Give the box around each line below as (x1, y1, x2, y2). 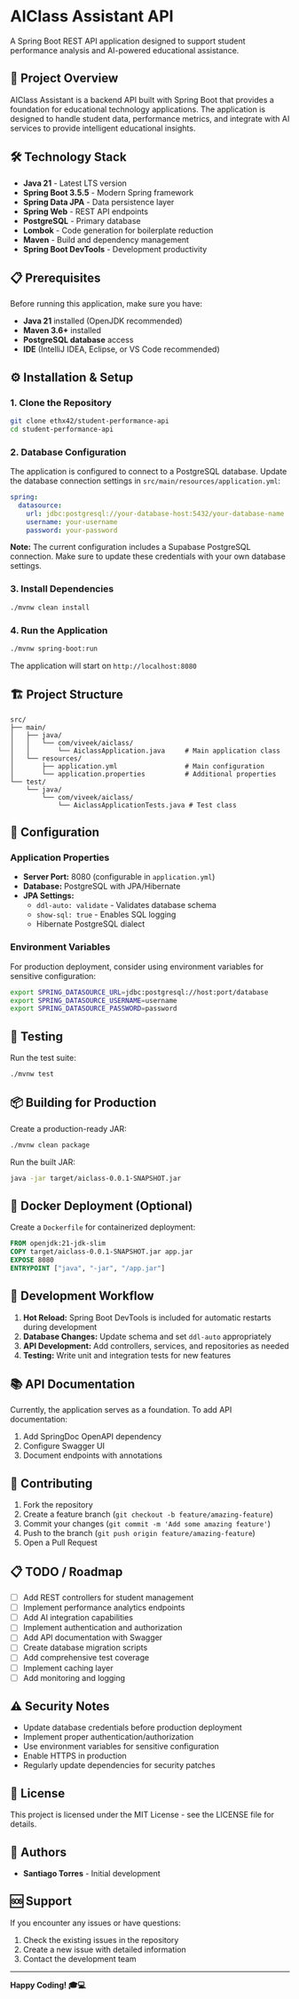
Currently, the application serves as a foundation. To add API (10, 1405, 232, 1415)
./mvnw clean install (10, 602, 90, 612)
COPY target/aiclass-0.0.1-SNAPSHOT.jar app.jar (10, 1247, 193, 1256)
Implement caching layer (22, 1662, 114, 1673)
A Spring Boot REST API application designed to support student (10, 36, 247, 46)
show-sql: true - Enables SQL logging (35, 909, 177, 920)
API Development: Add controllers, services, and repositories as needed (22, 1340, 289, 1351)
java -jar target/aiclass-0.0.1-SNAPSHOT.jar (10, 1174, 181, 1183)
